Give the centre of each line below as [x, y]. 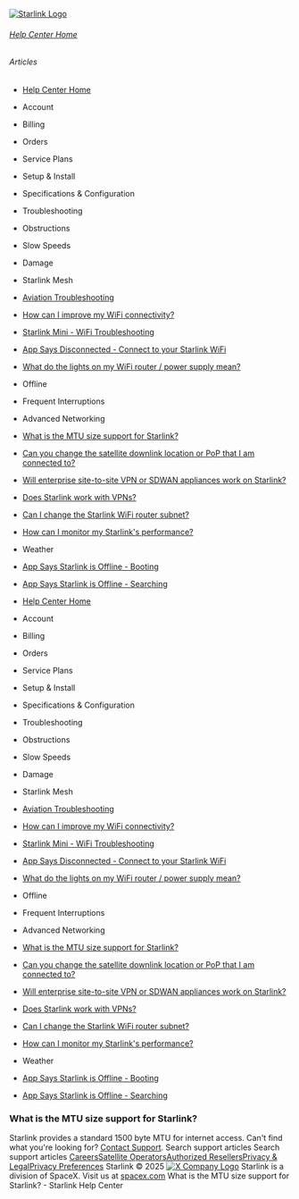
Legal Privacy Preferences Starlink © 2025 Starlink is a [146, 1167]
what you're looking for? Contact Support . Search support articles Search [145, 1147]
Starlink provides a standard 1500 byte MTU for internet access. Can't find [146, 1138]
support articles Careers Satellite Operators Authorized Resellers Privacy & [144, 1157]
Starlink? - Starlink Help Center [66, 1186]
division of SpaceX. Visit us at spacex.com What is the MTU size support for [149, 1176]
